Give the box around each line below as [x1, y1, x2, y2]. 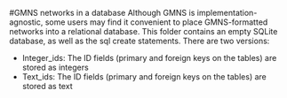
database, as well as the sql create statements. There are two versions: [9, 35, 270, 46]
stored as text [21, 81, 73, 91]
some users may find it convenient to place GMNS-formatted [44, 17, 268, 27]
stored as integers [21, 62, 89, 72]
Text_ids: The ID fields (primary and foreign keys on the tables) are [21, 72, 267, 82]
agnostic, [9, 17, 44, 27]
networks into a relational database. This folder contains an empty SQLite [9, 26, 278, 36]
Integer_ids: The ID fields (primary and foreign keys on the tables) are [21, 53, 277, 63]
